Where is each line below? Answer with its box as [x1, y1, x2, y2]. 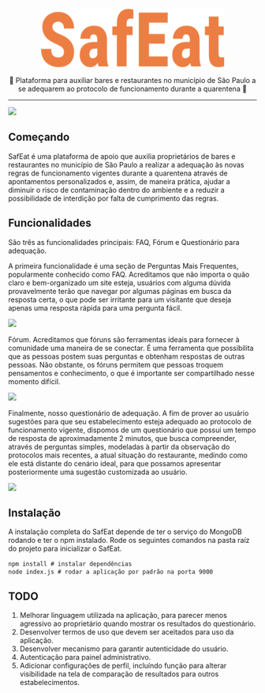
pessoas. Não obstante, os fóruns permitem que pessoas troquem [8, 360, 223, 369]
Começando [8, 130, 70, 144]
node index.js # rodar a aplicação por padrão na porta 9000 [8, 568, 214, 576]
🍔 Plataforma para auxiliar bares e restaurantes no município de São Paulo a [9, 76, 256, 85]
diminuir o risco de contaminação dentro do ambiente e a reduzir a [8, 185, 225, 194]
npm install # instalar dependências [8, 560, 132, 568]
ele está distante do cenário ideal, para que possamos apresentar [8, 458, 222, 468]
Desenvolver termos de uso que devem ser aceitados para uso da [19, 627, 234, 637]
